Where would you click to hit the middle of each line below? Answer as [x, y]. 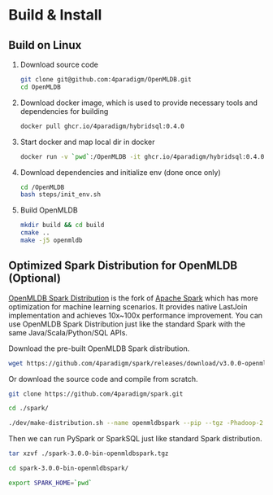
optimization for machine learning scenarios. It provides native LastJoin [128, 306]
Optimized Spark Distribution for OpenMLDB [123, 266]
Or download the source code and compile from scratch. [103, 379]
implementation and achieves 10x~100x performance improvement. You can [135, 315]
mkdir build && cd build [62, 226]
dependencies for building [64, 111]
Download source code [59, 64]
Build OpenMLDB [49, 210]
